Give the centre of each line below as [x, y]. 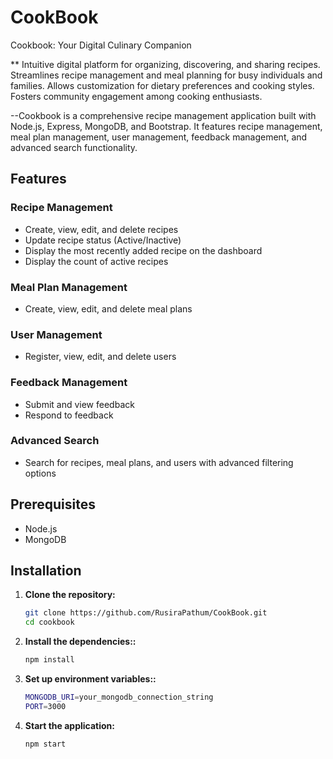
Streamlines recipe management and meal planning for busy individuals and [166, 75]
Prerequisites [53, 504]
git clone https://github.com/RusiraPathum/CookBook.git [146, 613]
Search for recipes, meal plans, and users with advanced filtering [159, 462]
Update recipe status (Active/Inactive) [103, 240]
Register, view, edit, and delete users [100, 357]
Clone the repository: [70, 595]
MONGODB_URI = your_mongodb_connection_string [119, 697]
